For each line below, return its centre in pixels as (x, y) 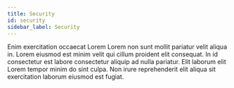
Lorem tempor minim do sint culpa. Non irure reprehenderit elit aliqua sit (112, 69)
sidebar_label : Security (44, 27)
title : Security (31, 14)
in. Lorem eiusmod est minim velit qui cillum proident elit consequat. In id (112, 54)
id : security (26, 20)
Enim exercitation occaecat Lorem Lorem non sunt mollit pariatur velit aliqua (117, 47)
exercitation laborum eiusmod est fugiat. (66, 77)
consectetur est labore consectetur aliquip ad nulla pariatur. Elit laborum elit (117, 62)
